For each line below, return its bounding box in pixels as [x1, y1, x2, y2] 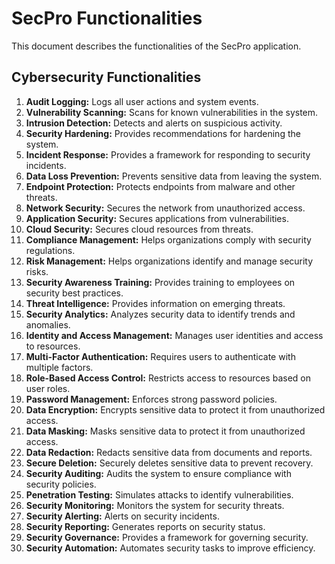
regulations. [25, 244, 76, 256]
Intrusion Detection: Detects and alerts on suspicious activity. [25, 117, 283, 129]
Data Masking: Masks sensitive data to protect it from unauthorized [25, 425, 306, 437]
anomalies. [25, 318, 71, 331]
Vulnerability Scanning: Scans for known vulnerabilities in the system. [25, 106, 319, 118]
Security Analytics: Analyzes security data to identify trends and [25, 308, 296, 320]
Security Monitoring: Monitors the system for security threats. [25, 499, 285, 511]
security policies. [25, 478, 97, 490]
